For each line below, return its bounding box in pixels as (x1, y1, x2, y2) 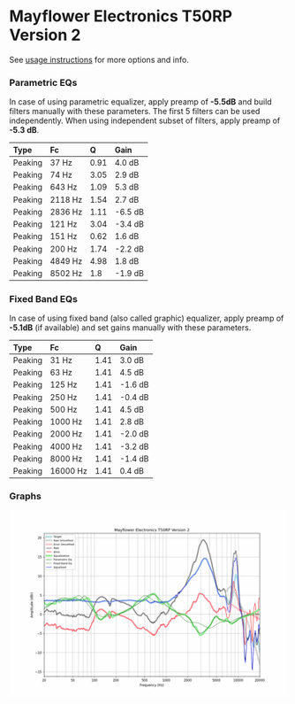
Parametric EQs (9, 76, 78, 89)
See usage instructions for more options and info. (9, 54, 190, 65)
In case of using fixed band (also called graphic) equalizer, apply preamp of (9, 313, 284, 324)
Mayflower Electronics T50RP (9, 6, 233, 27)
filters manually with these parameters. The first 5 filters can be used (9, 106, 261, 117)
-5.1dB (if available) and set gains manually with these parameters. (9, 322, 252, 333)
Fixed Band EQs (9, 292, 78, 305)
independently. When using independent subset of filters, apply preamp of (9, 115, 281, 126)
